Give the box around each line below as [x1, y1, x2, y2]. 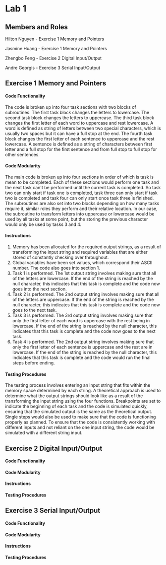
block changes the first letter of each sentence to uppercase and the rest [5, 136, 155, 141]
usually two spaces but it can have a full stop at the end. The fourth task [5, 130, 153, 137]
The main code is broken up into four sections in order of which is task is [5, 174, 154, 180]
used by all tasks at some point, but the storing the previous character [5, 216, 148, 222]
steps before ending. [12, 360, 55, 365]
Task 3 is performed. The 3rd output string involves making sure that [12, 312, 153, 318]
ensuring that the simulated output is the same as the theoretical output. [5, 409, 153, 415]
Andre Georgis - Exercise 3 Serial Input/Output [5, 65, 101, 71]
